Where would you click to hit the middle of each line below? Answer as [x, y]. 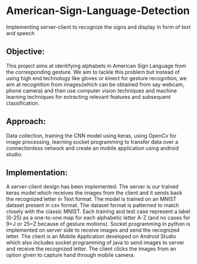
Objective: [26, 52]
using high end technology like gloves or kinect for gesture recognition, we [96, 78]
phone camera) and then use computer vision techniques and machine [91, 90]
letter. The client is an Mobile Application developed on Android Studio [91, 236]
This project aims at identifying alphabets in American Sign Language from [96, 66]
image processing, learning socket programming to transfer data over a [92, 142]
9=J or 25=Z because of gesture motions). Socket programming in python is [98, 224]
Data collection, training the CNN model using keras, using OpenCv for [91, 135]
